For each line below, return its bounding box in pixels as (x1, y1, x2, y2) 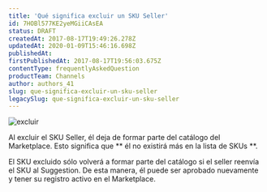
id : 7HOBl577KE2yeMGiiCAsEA (8, 19, 104, 28)
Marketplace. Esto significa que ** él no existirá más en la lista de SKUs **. (8, 141, 258, 151)
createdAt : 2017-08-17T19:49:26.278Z (8, 34, 136, 43)
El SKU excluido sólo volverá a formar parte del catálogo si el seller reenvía (8, 157, 260, 167)
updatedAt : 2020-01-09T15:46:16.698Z (8, 42, 136, 50)
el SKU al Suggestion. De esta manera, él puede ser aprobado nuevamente (8, 165, 259, 175)
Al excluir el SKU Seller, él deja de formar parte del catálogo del (8, 133, 221, 143)
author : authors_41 (8, 79, 75, 87)
